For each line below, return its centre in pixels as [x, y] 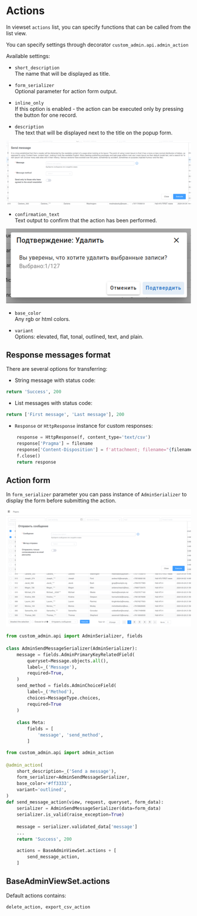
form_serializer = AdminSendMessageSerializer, [73, 778]
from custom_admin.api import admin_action [60, 752]
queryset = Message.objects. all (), [68, 661]
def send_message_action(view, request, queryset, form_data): [85, 802]
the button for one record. [46, 115]
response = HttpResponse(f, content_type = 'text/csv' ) [84, 437]
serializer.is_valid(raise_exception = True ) [71, 814]
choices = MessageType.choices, [64, 698]
